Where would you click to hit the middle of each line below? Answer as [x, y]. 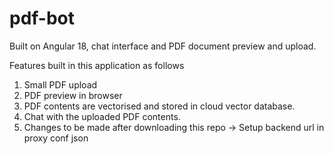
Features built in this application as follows [97, 65]
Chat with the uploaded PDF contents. [102, 116]
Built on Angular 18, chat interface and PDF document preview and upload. [163, 46]
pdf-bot [42, 18]
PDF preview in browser [73, 95]
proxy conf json [56, 138]
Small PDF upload [60, 84]
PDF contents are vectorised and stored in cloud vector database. [159, 106]
